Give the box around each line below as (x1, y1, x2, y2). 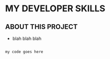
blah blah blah (12, 35, 41, 41)
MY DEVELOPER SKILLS (5, 3, 106, 14)
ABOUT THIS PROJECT (5, 23, 78, 31)
